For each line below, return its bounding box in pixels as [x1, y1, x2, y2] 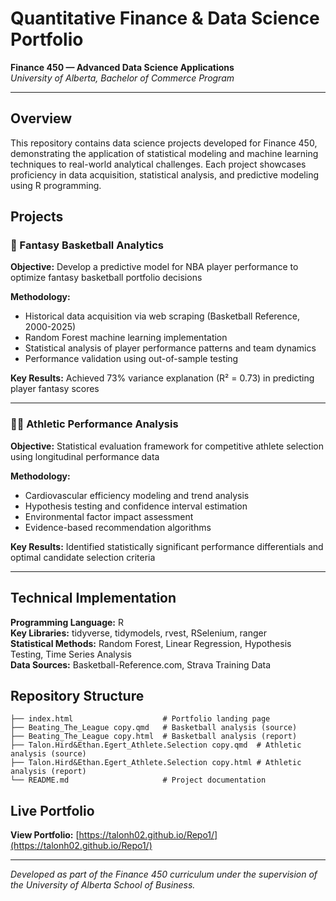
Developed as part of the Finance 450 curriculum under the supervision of [10, 868, 318, 881]
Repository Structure [10, 687, 145, 704]
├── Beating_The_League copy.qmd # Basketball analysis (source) [10, 723, 298, 733]
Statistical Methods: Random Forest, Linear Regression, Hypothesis [10, 637, 292, 649]
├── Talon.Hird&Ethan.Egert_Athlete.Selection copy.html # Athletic [10, 758, 302, 768]
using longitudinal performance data [10, 450, 160, 462]
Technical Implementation [10, 590, 177, 607]
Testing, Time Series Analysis [10, 648, 132, 660]
